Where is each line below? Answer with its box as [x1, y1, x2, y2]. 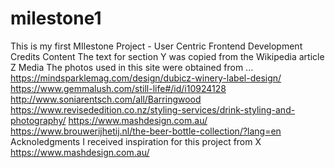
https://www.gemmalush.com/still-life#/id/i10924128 [10, 82, 227, 94]
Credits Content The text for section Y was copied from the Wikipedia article [10, 50, 325, 62]
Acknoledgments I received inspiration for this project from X [10, 135, 262, 147]
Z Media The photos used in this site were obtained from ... [10, 61, 254, 73]
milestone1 [10, 7, 102, 30]
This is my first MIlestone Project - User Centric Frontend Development [10, 40, 303, 52]
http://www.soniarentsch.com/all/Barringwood [10, 93, 202, 105]
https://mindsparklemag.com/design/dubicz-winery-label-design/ [10, 72, 282, 84]
